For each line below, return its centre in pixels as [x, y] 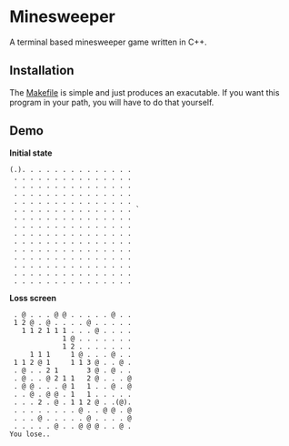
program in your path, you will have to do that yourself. [112, 102]
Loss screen [33, 298]
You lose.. [30, 434]
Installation [42, 71]
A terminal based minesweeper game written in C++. [108, 42]
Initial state [31, 153]
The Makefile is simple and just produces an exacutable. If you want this [144, 92]
